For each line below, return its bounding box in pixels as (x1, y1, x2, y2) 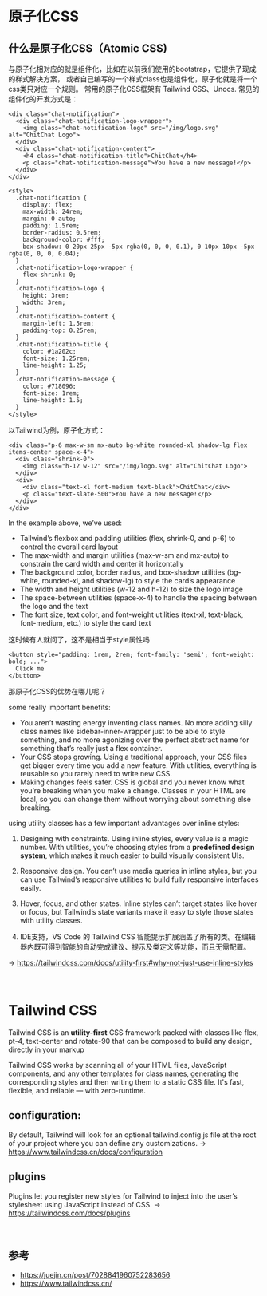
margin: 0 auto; (22, 215, 77, 223)
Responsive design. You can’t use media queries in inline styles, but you (19, 867, 257, 875)
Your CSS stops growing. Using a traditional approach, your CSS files (19, 752, 247, 761)
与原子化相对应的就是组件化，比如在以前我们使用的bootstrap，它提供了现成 (8, 65, 257, 73)
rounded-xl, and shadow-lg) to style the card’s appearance (41, 576, 236, 585)
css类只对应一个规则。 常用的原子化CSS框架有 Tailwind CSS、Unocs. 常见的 (8, 85, 260, 93)
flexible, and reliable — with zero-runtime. (8, 1085, 146, 1095)
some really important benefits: (8, 703, 112, 712)
